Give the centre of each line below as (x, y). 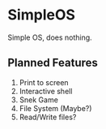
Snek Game (38, 100)
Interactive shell (46, 91)
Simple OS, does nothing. (50, 37)
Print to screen (44, 82)
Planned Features (53, 63)
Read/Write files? (48, 117)
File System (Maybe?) (55, 108)
